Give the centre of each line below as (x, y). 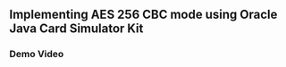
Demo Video (37, 54)
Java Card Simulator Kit (76, 29)
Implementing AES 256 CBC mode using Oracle (143, 15)
